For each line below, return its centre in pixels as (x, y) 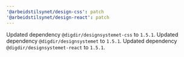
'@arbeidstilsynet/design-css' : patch (55, 12)
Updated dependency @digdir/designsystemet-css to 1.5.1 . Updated (92, 34)
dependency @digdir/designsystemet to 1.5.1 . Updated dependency (92, 41)
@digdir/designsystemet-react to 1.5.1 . (56, 47)
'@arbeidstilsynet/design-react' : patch (58, 17)
